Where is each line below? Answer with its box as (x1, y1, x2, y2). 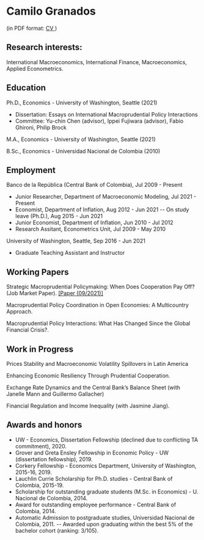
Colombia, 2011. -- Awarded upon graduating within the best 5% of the (15, 520, 194, 528)
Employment (6, 165, 56, 175)
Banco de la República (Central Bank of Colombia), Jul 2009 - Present (6, 181, 183, 189)
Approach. (6, 308, 33, 315)
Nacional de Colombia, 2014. (15, 494, 88, 502)
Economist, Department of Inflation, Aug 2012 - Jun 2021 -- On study (15, 206, 189, 213)
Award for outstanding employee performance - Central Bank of (15, 501, 177, 508)
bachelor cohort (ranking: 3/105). (15, 527, 99, 534)
